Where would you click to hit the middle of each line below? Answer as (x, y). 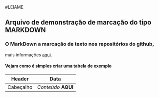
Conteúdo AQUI (56, 87)
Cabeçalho (20, 87)
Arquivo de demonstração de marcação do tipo (78, 22)
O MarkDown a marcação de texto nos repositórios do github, (79, 44)
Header (20, 79)
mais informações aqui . (29, 55)
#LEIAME (14, 7)
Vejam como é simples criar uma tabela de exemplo (58, 66)
